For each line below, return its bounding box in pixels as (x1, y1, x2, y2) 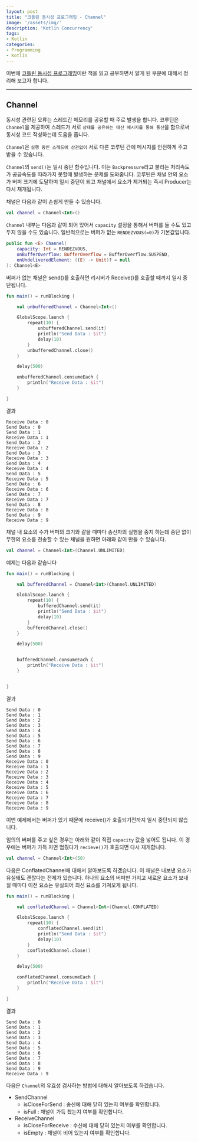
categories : (6, 42, 35, 48)
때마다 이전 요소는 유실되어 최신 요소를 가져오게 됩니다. (12, 881, 138, 889)
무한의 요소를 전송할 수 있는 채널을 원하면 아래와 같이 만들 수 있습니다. (6, 536, 166, 543)
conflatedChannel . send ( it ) (37, 925, 104, 932)
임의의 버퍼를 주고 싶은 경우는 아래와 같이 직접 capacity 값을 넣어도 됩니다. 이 (6, 836, 184, 843)
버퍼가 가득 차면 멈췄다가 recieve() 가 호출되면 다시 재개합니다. (21, 843, 167, 850)
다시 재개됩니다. (6, 185, 43, 192)
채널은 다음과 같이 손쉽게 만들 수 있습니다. (6, 198, 102, 205)
